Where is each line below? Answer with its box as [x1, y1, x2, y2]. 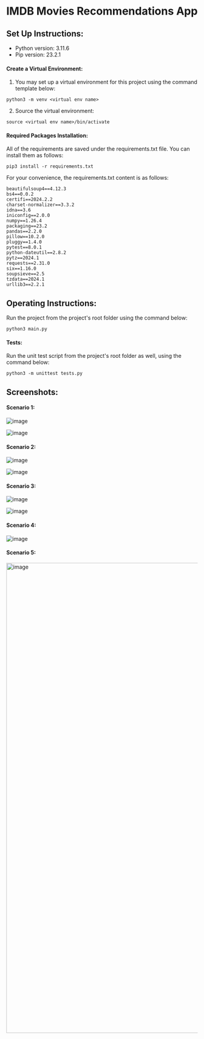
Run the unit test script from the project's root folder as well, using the [6, 352, 182, 360]
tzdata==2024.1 [6, 276, 45, 283]
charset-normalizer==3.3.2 [6, 202, 75, 208]
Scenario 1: [6, 404, 35, 411]
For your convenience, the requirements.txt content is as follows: [6, 174, 169, 182]
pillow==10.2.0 [6, 234, 45, 240]
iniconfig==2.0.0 [6, 213, 50, 219]
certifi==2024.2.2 [6, 196, 53, 203]
